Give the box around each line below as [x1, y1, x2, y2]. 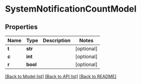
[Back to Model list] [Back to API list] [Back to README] [5, 74, 117, 79]
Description [43, 37, 70, 44]
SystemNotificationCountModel [5, 3, 137, 15]
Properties [5, 23, 38, 31]
